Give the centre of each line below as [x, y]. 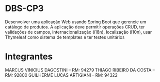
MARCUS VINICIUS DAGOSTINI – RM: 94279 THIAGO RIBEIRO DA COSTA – [80, 70]
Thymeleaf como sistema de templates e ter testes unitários [65, 37]
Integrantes [29, 57]
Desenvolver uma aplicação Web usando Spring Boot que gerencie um [76, 22]
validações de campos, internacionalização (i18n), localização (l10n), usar [79, 32]
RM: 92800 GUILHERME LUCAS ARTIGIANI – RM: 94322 [61, 75]
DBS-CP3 [24, 8]
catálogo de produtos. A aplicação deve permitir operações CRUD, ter [75, 27]
